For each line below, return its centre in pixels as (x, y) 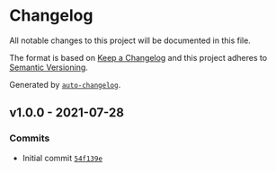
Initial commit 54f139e (62, 158)
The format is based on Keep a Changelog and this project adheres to (138, 57)
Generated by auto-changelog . (65, 84)
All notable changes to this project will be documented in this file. (130, 40)
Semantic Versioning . (49, 67)
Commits (30, 138)
